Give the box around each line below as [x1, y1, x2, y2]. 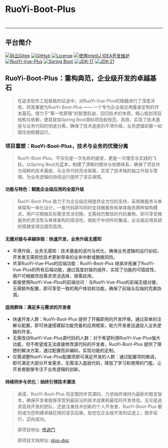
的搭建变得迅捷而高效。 [17, 223, 66, 230]
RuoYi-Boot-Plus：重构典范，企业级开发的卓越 [5, 74, 150, 83]
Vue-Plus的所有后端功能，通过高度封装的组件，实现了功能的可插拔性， [12, 267, 159, 273]
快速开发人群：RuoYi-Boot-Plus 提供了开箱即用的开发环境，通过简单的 [12, 316, 157, 322]
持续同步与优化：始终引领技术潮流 [5, 379, 75, 385]
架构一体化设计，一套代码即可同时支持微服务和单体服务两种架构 [21, 204, 153, 211]
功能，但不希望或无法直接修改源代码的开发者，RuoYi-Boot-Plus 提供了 [12, 341, 157, 347]
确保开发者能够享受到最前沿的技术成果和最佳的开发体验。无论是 [26, 397, 158, 403]
